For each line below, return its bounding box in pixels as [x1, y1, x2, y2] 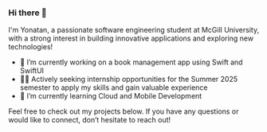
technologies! [8, 42, 53, 52]
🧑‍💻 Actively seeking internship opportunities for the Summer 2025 [19, 75, 238, 84]
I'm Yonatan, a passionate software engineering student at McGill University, [8, 25, 260, 35]
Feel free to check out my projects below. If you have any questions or [8, 107, 239, 116]
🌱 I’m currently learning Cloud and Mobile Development [19, 91, 202, 101]
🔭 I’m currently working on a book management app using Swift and [19, 57, 243, 67]
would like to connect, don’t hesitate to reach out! [8, 115, 171, 125]
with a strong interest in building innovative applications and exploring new [8, 33, 253, 43]
